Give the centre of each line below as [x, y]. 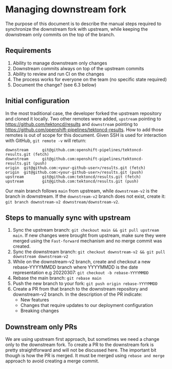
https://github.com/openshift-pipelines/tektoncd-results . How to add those [84, 130]
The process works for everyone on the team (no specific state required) [90, 79]
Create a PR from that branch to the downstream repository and [80, 289]
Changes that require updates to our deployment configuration [87, 305]
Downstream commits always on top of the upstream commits [78, 68]
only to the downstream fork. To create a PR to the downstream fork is [80, 345]
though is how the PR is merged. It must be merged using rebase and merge [85, 356]
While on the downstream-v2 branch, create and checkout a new [82, 262]
